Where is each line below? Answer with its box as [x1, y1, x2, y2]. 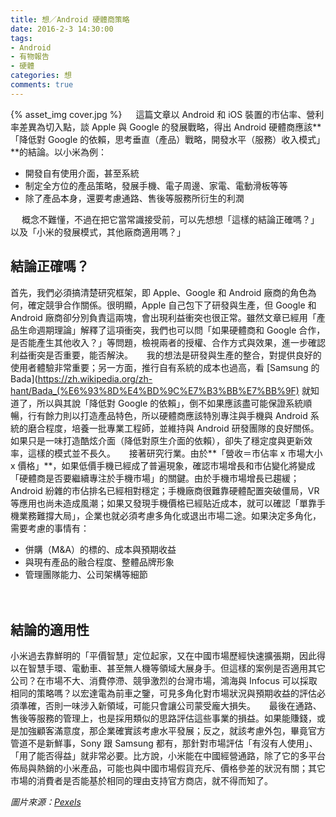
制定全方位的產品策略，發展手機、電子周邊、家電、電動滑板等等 [24, 179, 288, 191]
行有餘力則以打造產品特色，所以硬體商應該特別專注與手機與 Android [27, 409, 308, 421]
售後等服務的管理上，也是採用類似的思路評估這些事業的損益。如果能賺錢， [10, 712, 317, 725]
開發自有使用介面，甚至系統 [24, 167, 140, 179]
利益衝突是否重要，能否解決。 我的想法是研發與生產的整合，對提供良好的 [10, 349, 322, 361]
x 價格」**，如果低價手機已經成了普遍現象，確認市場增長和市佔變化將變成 [10, 459, 316, 471]
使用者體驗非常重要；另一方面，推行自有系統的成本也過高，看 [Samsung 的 [10, 361, 320, 373]
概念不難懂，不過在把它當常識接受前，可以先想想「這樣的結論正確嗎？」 [21, 213, 320, 225]
